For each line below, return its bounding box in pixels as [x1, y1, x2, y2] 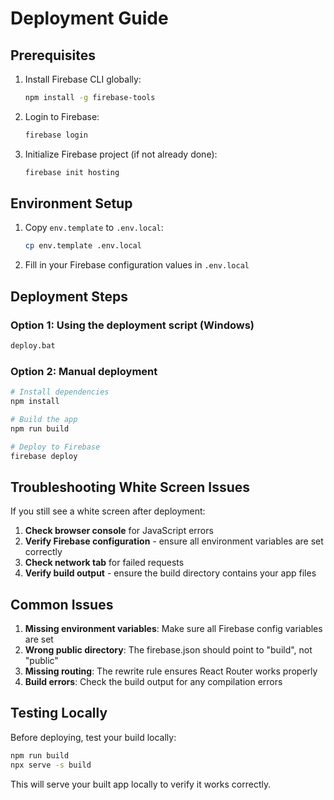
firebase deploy [10, 451, 78, 461]
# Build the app [10, 414, 78, 424]
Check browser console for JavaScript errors [24, 525, 214, 537]
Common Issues [10, 596, 114, 613]
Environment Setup [10, 195, 133, 212]
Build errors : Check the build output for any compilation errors [24, 676, 283, 688]
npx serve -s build [10, 760, 92, 770]
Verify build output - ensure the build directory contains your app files [24, 567, 317, 579]
